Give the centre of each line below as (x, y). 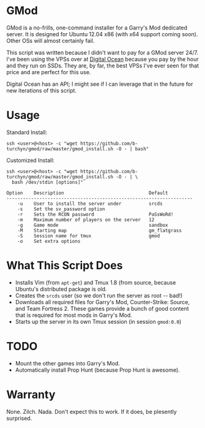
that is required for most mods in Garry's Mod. (74, 315)
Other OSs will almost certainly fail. (50, 40)
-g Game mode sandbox (93, 225)
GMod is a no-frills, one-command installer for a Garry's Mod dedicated (97, 28)
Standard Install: (27, 132)
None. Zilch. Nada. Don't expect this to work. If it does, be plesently (92, 411)
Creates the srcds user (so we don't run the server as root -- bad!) (99, 296)
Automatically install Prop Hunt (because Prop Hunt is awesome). (98, 370)
